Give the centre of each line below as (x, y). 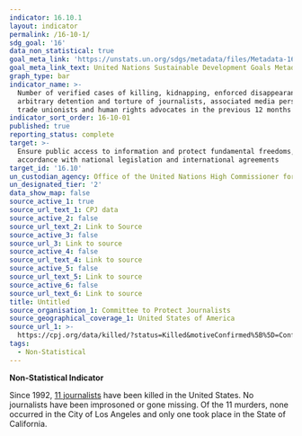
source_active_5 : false (54, 269)
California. (28, 423)
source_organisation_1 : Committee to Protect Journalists (120, 310)
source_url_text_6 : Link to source (76, 293)
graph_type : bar (40, 76)
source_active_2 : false (54, 218)
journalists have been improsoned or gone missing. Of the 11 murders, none (149, 405)
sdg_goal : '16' (38, 43)
